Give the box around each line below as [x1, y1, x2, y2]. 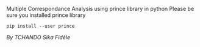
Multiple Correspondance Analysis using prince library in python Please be [6, 5, 195, 12]
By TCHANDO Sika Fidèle [6, 34, 71, 41]
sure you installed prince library [6, 11, 86, 19]
